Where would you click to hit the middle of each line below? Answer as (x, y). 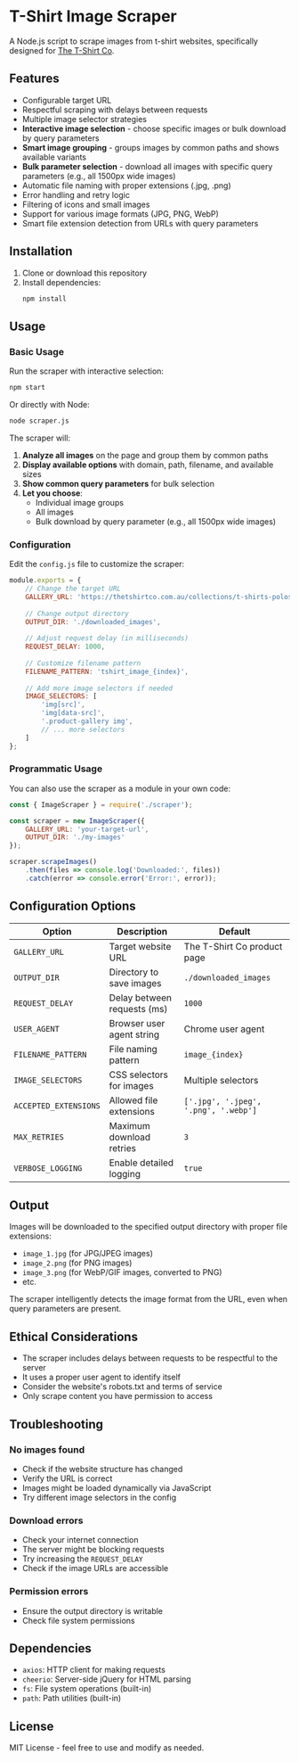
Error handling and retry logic (76, 194)
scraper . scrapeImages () (53, 862)
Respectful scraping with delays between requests (115, 110)
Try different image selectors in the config (99, 1497)
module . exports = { (45, 580)
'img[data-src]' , (73, 713)
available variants (54, 157)
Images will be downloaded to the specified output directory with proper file (148, 1227)
